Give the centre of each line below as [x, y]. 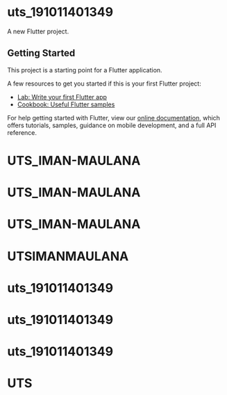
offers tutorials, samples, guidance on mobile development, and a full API [112, 125]
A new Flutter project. [38, 31]
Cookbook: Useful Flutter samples [66, 104]
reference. [22, 132]
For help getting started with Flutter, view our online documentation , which [114, 118]
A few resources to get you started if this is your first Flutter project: [104, 83]
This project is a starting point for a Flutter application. [85, 70]
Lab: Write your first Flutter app [62, 97]
